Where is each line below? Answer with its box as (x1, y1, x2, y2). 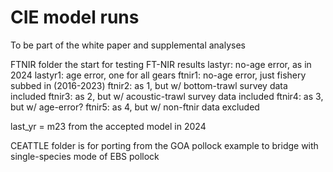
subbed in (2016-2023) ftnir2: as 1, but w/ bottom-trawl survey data (10, 79, 288, 91)
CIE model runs (10, 6, 140, 29)
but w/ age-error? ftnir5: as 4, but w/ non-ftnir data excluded (10, 101, 260, 113)
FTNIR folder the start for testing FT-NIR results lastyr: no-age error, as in (10, 58, 312, 70)
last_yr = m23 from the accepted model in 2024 (10, 120, 207, 132)
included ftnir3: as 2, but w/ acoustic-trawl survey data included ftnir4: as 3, (10, 90, 324, 102)
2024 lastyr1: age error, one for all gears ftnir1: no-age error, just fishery (10, 69, 307, 81)
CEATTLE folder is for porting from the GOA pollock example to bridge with (10, 139, 319, 151)
